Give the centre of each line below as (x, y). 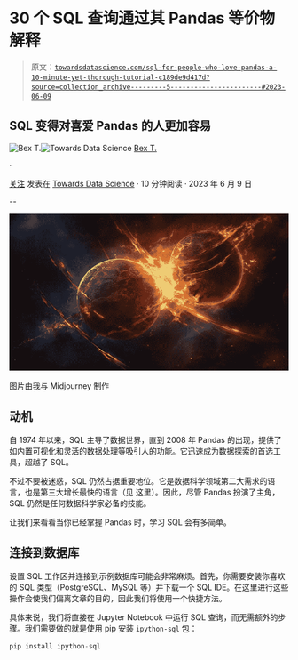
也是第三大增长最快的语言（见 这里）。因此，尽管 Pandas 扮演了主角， (152, 492)
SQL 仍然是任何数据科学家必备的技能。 (80, 503)
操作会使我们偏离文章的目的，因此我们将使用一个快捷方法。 (118, 598)
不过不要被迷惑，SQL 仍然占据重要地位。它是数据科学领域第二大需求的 (138, 480)
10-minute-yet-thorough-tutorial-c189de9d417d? (120, 77)
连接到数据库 (44, 553)
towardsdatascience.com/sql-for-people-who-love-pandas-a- (166, 68)
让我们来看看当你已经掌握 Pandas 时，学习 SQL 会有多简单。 (121, 522)
